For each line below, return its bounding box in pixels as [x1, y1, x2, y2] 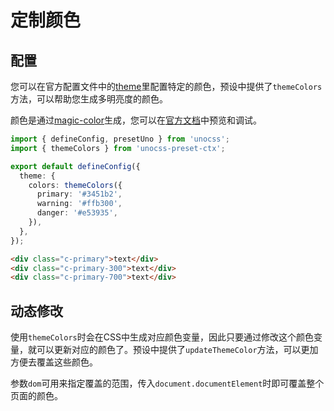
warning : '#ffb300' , [36, 199, 123, 209]
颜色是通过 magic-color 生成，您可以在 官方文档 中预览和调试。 [10, 114, 262, 126]
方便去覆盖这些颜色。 [10, 356, 98, 368]
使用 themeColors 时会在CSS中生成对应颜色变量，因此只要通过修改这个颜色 [10, 331, 314, 343]
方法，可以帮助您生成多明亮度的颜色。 [10, 93, 168, 105]
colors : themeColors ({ [28, 180, 123, 190]
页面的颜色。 [10, 390, 63, 402]
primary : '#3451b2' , [36, 189, 123, 200]
